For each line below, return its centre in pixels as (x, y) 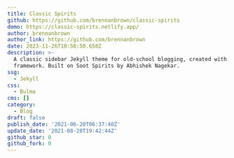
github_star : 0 (29, 137)
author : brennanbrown (39, 33)
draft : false (26, 117)
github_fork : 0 (29, 144)
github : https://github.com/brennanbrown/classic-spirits (94, 20)
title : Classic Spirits (42, 14)
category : (22, 105)
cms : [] (19, 99)
